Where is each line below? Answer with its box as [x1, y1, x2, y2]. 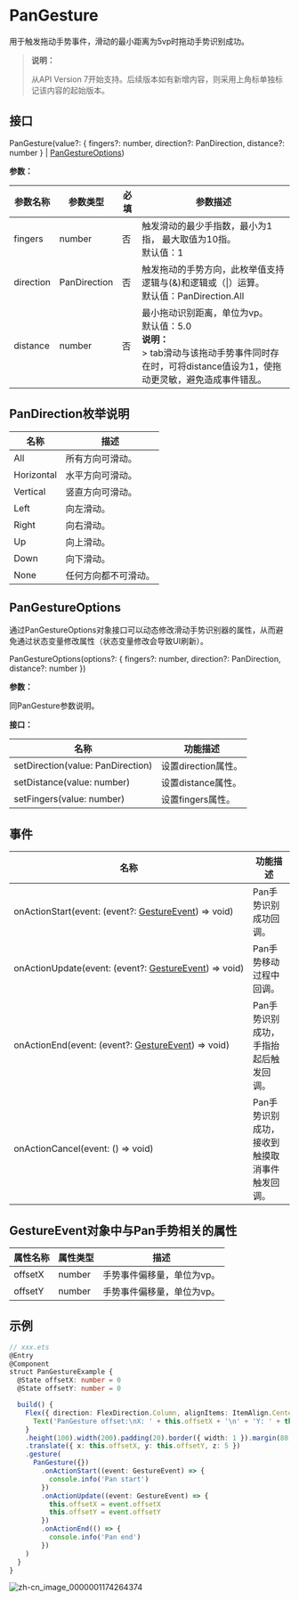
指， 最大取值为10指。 [141, 233, 237, 245]
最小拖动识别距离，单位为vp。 [141, 306, 269, 319]
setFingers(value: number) [13, 793, 125, 805]
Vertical [13, 485, 46, 497]
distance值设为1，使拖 [186, 360, 282, 372]
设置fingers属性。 [160, 794, 236, 806]
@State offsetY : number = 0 [17, 1385, 122, 1393]
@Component [9, 1360, 50, 1368]
